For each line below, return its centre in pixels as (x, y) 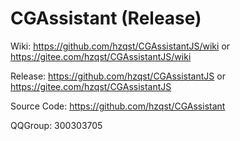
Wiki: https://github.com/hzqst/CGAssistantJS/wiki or (120, 46)
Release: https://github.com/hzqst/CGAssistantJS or (118, 76)
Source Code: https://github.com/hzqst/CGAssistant (118, 106)
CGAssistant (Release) (106, 18)
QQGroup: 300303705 (56, 125)
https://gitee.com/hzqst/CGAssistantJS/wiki (101, 56)
